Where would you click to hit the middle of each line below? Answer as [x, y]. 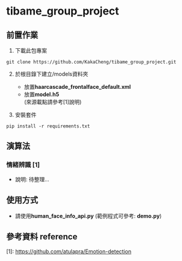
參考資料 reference [42, 237]
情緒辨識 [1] [23, 165]
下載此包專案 [31, 50]
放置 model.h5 [42, 94]
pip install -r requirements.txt [48, 126]
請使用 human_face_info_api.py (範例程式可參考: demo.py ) [88, 216]
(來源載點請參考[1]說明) [53, 102]
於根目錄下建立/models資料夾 [52, 74]
